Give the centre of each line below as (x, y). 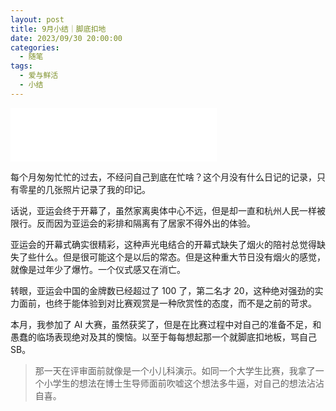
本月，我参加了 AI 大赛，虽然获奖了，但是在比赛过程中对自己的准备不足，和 (166, 324)
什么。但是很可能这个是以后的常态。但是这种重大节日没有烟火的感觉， (181, 257)
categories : (35, 47)
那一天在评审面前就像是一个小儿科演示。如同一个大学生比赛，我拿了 (175, 370)
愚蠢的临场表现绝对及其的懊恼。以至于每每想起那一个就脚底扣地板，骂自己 (163, 337)
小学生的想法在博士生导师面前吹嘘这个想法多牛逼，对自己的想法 (175, 383)
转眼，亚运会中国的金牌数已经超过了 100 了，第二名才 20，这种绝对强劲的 (162, 290)
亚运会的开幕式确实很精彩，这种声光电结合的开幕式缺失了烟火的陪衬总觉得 (163, 244)
